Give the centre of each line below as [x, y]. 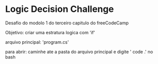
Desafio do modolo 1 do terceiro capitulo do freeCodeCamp [67, 23]
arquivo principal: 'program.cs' [37, 42]
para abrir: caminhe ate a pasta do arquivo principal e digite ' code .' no [79, 52]
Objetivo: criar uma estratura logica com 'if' [50, 32]
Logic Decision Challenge [60, 9]
